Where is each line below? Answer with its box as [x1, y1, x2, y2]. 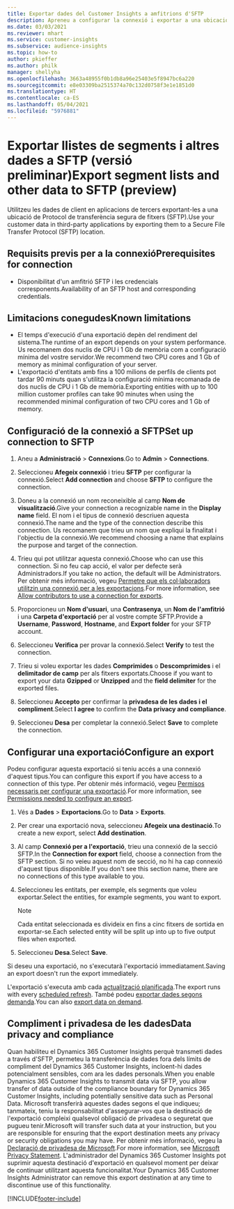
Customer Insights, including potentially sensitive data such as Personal [7, 1092, 214, 1100]
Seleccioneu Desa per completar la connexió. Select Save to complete [17, 718, 219, 727]
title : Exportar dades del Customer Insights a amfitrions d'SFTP [7, 10, 204, 17]
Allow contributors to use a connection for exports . [17, 591, 164, 600]
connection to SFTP [7, 436, 95, 447]
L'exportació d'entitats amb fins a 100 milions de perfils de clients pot [17, 368, 217, 376]
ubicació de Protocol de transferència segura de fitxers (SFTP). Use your [7, 212, 214, 221]
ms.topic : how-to [7, 50, 58, 57]
